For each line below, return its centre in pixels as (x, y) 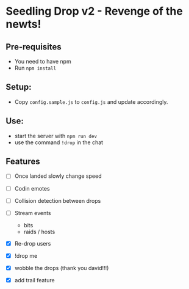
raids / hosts (39, 232)
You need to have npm (43, 61)
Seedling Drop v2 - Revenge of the (94, 11)
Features (23, 162)
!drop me (26, 255)
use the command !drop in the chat (59, 142)
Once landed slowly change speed (58, 176)
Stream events (33, 213)
